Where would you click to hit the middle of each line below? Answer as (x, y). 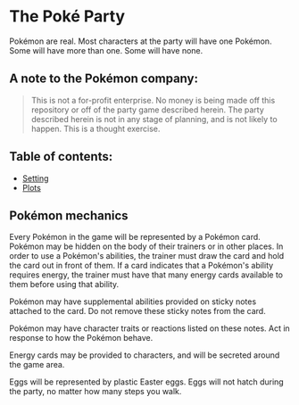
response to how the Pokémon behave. (81, 338)
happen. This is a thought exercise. (96, 128)
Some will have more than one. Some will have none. (106, 50)
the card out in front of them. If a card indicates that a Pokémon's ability (141, 266)
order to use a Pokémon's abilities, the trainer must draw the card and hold (147, 256)
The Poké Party (67, 17)
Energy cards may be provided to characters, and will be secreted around (145, 355)
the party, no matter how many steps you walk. (96, 392)
